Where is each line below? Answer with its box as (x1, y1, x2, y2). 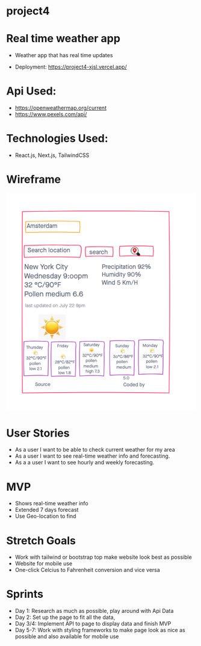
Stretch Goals (6, 534, 76, 547)
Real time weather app (6, 32, 120, 46)
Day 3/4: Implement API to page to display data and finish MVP (14, 620, 172, 627)
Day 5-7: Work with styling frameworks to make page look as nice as (14, 627, 185, 634)
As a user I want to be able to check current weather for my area (14, 446, 176, 454)
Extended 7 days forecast (14, 506, 79, 514)
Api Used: (6, 84, 57, 98)
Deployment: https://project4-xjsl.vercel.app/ (14, 63, 128, 70)
